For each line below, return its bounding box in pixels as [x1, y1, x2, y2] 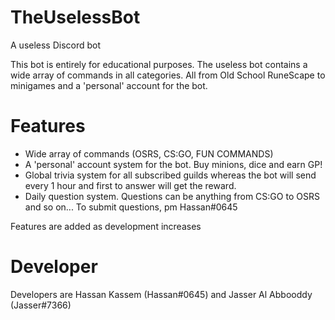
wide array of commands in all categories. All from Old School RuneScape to [10, 69, 326, 81]
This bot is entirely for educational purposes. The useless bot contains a [10, 58, 308, 70]
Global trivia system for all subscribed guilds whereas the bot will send [24, 169, 317, 181]
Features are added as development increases [10, 220, 202, 232]
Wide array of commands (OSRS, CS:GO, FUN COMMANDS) [24, 147, 274, 160]
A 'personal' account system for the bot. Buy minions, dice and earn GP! [24, 158, 323, 170]
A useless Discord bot [10, 39, 102, 51]
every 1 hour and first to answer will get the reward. [24, 179, 237, 191]
